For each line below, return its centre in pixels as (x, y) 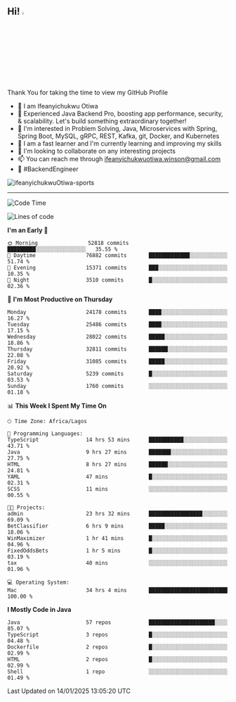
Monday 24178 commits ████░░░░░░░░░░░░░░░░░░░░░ (118, 312)
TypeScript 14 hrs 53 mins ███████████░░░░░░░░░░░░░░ (118, 439)
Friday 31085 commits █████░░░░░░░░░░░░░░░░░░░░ (118, 361)
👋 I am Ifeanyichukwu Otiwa (58, 106)
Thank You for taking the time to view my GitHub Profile (88, 92)
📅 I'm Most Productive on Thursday (60, 299)
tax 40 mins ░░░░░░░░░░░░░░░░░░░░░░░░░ (118, 563)
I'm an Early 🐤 (28, 230)
